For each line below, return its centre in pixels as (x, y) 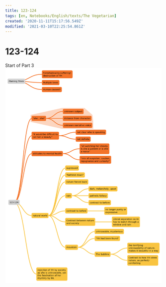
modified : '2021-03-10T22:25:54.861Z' (45, 26)
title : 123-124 (21, 10)
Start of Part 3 (20, 65)
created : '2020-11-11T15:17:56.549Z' (44, 21)
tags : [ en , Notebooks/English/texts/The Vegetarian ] (61, 16)
